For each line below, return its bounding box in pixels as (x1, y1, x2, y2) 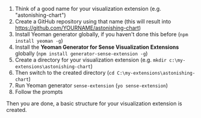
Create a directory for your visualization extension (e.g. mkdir (14, 57, 167, 63)
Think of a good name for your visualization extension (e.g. (14, 5, 161, 12)
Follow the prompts (14, 88, 63, 95)
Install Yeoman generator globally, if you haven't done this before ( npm (14, 31, 188, 38)
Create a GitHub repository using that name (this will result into (14, 18, 172, 25)
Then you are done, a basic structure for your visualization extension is (6, 100, 182, 107)
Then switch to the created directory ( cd (14, 69, 115, 76)
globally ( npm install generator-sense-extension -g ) (14, 50, 148, 57)
